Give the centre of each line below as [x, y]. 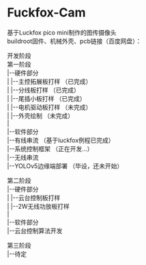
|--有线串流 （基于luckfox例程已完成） [61, 140]
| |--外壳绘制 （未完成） [41, 115]
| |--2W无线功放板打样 [38, 206]
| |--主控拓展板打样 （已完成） [49, 81]
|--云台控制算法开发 [35, 231]
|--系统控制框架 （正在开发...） [50, 148]
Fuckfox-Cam [47, 13]
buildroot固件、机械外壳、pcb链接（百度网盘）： [74, 41]
